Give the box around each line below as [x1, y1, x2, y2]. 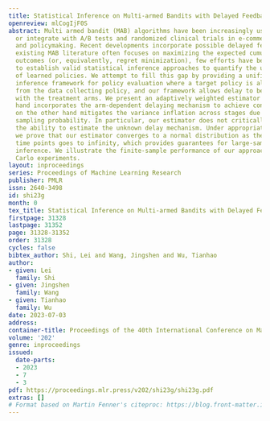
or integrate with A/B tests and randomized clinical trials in [15, 34, 235, 43]
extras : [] [8, 394, 45, 402]
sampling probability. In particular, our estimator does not [15, 117, 228, 125]
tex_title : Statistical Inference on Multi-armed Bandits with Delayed [8, 206, 253, 214]
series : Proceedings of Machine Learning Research [8, 169, 182, 177]
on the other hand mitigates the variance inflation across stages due [15, 109, 261, 118]
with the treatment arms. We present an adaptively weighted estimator [15, 94, 261, 102]
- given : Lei [8, 266, 52, 274]
